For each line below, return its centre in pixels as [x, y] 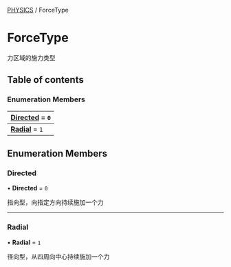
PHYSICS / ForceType [38, 10]
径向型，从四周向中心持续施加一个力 [58, 256]
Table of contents [45, 80]
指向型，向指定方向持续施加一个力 [55, 202]
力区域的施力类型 [31, 57]
